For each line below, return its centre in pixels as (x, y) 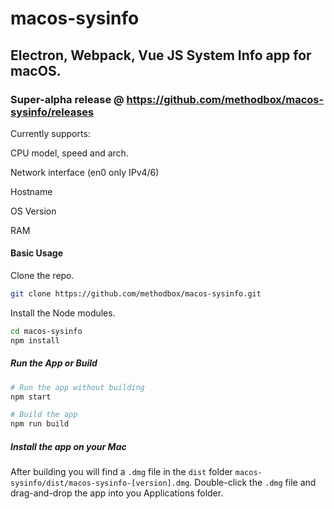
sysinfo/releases (52, 112)
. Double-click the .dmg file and (253, 483)
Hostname (31, 191)
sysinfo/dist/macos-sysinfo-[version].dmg (100, 483)
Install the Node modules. (63, 313)
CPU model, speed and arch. (69, 153)
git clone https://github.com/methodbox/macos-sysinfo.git (136, 294)
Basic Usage (36, 253)
